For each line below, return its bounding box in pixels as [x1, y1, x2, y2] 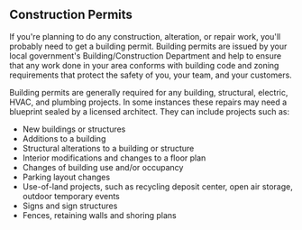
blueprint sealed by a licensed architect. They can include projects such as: [9, 106, 290, 116]
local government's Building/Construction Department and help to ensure [9, 50, 282, 61]
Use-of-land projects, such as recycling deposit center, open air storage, [22, 180, 293, 192]
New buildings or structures [22, 124, 126, 134]
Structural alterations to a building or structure [22, 143, 195, 153]
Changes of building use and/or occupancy [22, 161, 184, 172]
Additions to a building [22, 133, 106, 143]
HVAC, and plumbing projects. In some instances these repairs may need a [9, 97, 288, 107]
